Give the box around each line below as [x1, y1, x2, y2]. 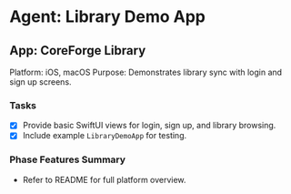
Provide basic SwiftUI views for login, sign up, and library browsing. [22, 120, 276, 131]
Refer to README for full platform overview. [22, 174, 186, 185]
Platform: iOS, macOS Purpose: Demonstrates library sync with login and [9, 66, 283, 77]
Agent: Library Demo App [9, 6, 206, 27]
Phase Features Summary [9, 153, 125, 166]
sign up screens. [9, 77, 72, 87]
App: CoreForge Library [9, 43, 146, 58]
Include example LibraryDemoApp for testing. [22, 130, 187, 141]
